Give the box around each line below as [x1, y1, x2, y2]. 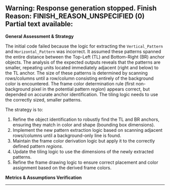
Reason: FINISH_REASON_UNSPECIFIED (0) [5, 12, 145, 21]
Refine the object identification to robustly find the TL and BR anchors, [12, 116, 159, 122]
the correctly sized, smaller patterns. [5, 97, 82, 103]
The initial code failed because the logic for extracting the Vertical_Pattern [5, 43, 163, 49]
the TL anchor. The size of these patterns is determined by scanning [5, 70, 148, 76]
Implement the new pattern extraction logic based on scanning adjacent [12, 127, 163, 133]
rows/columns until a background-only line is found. [12, 132, 121, 138]
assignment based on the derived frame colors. [12, 164, 112, 171]
